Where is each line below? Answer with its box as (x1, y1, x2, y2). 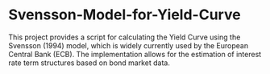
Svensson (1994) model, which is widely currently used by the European (8, 40, 248, 50)
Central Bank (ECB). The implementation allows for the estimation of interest (8, 49, 262, 59)
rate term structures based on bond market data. (8, 58, 171, 68)
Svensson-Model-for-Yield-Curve (8, 6, 241, 24)
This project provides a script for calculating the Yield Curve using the (8, 32, 241, 42)
